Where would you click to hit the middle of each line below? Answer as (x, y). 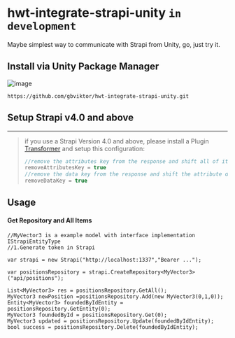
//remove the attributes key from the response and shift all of (121, 161)
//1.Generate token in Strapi (51, 247)
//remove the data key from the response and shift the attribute (123, 174)
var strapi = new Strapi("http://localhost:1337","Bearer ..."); (104, 260)
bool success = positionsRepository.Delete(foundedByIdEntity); (103, 327)
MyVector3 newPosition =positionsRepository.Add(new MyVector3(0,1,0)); (115, 296)
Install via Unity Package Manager (83, 67)
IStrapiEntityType (34, 241)
